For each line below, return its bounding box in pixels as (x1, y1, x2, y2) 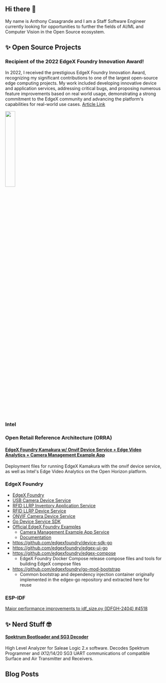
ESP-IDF (5, 594, 26, 601)
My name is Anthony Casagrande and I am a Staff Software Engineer (5, 18, 146, 24)
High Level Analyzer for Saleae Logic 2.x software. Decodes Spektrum (5, 645, 150, 651)
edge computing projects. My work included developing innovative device (5, 80, 157, 86)
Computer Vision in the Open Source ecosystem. (5, 28, 105, 35)
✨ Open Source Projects (5, 43, 82, 52)
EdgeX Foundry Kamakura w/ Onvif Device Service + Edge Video (5, 446, 142, 453)
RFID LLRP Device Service (12, 508, 66, 514)
